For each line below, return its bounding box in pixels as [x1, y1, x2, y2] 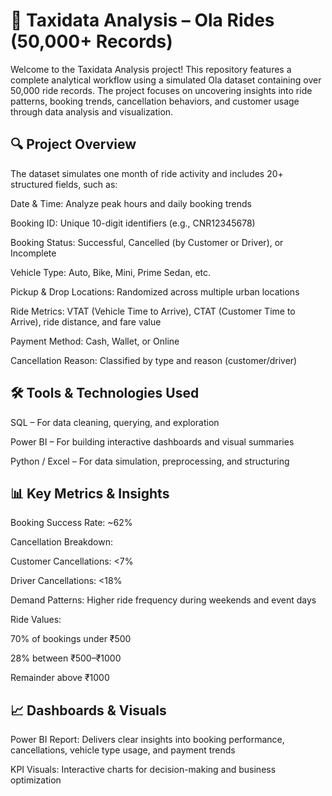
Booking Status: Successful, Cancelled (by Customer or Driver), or [10, 236, 284, 248]
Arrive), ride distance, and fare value [10, 315, 162, 328]
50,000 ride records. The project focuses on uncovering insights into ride [10, 84, 313, 96]
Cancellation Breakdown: [10, 536, 113, 548]
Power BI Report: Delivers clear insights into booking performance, [10, 734, 285, 746]
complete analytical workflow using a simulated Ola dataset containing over [10, 74, 322, 86]
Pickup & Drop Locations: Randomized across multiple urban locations [10, 285, 300, 298]
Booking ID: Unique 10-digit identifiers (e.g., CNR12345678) [10, 217, 256, 229]
